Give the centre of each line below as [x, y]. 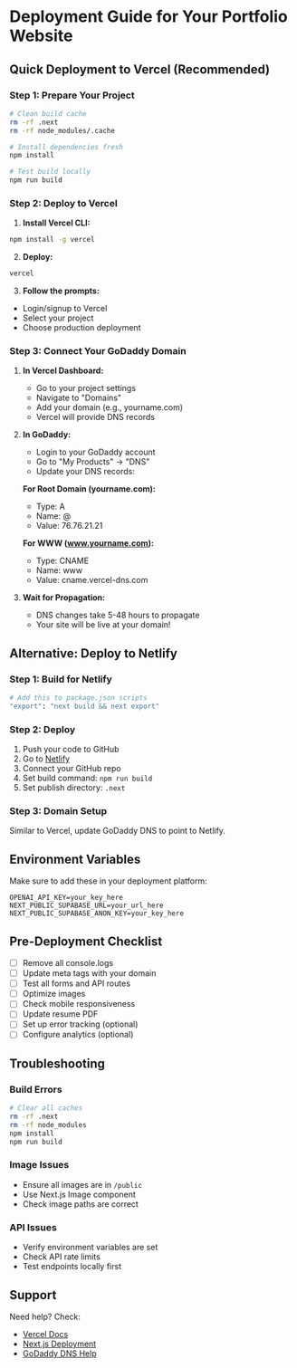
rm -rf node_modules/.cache [62, 130]
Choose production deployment [81, 328]
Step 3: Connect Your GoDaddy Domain [98, 350]
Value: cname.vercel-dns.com [92, 580]
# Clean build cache [48, 114]
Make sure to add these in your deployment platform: [109, 881]
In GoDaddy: [46, 435]
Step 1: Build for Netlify [61, 679]
